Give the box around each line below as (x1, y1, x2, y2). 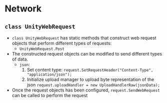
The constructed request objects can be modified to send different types (11, 51, 162, 56)
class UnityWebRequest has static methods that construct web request (11, 35, 156, 40)
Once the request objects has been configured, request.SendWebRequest (11, 87, 160, 93)
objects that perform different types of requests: (11, 40, 112, 46)
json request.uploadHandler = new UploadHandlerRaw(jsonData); (26, 82, 160, 87)
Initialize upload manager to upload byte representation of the (26, 76, 154, 82)
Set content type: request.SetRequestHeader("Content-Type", (26, 67, 153, 72)
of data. (11, 56, 28, 62)
